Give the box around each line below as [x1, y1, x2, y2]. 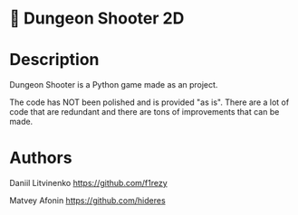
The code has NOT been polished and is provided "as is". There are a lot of [9, 97, 290, 107]
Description [9, 50, 100, 70]
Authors [9, 148, 72, 168]
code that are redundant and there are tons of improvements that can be [9, 107, 280, 117]
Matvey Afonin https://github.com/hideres [9, 195, 166, 206]
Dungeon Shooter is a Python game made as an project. [9, 79, 218, 90]
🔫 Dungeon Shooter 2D [9, 8, 185, 29]
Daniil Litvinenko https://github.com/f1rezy [9, 178, 168, 189]
